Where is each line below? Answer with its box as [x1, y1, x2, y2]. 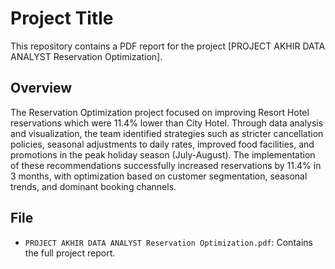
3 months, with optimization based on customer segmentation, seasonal [10, 170, 308, 182]
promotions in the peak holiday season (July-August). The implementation [10, 148, 316, 161]
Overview [10, 80, 73, 97]
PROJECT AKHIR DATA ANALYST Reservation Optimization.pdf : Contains [24, 236, 313, 248]
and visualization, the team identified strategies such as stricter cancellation [10, 127, 324, 139]
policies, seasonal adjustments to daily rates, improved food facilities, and [10, 138, 315, 150]
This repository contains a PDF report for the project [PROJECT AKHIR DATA [10, 40, 326, 52]
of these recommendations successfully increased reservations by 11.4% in [10, 159, 322, 171]
